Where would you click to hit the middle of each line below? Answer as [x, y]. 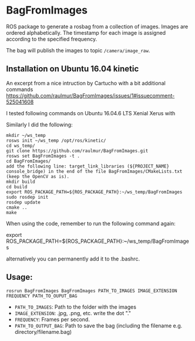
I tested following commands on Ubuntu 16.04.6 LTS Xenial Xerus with [91, 113]
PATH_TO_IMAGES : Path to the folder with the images [75, 307]
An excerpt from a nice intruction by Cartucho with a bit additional [86, 83]
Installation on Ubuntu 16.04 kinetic [73, 69]
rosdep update [23, 202]
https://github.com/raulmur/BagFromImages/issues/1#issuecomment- [90, 95]
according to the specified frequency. [52, 39]
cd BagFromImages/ [28, 161]
